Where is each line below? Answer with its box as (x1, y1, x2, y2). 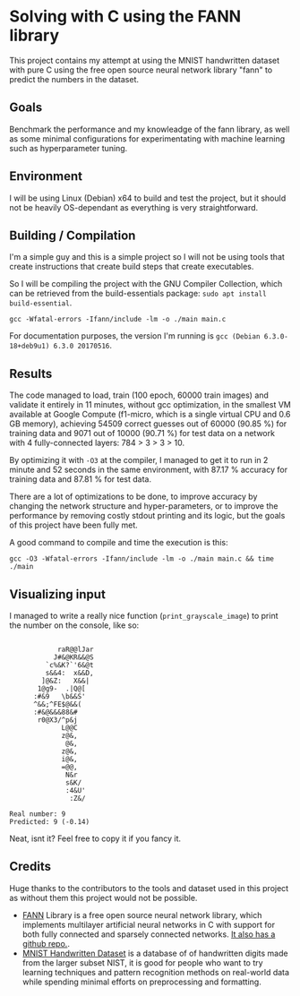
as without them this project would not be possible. (9, 892, 198, 903)
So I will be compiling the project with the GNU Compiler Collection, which (9, 279, 283, 289)
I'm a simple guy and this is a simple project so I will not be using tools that (9, 252, 285, 262)
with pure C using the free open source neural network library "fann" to (9, 64, 273, 75)
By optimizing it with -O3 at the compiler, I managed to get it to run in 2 (9, 455, 269, 466)
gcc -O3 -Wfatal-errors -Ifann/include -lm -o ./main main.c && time (9, 554, 275, 563)
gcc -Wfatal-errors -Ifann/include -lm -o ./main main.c (9, 315, 227, 324)
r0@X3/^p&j (37, 716, 78, 725)
